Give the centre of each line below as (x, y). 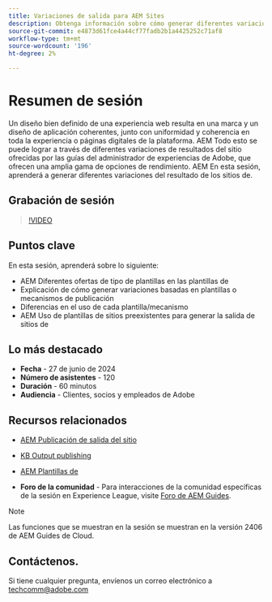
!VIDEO (40, 220)
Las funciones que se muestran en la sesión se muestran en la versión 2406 (136, 527)
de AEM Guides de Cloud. (51, 535)
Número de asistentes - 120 (68, 377)
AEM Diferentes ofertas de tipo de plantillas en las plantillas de (124, 281)
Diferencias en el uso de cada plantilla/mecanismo (104, 307)
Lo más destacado (56, 349)
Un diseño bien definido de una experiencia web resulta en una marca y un (134, 123)
